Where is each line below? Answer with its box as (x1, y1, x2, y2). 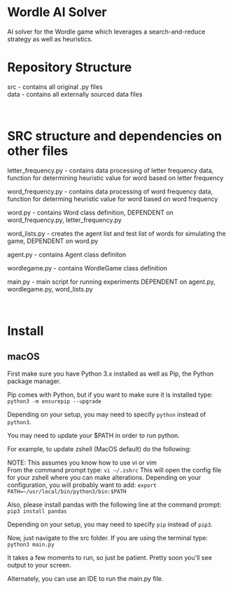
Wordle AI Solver (7, 4, 107, 20)
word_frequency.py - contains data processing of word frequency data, (7, 187, 213, 195)
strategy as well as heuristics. (7, 34, 93, 43)
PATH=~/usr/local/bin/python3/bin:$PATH (7, 488, 127, 495)
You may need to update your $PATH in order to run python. (7, 431, 181, 439)
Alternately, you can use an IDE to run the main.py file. (7, 574, 164, 582)
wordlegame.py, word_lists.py (7, 284, 93, 293)
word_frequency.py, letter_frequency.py (7, 215, 122, 224)
